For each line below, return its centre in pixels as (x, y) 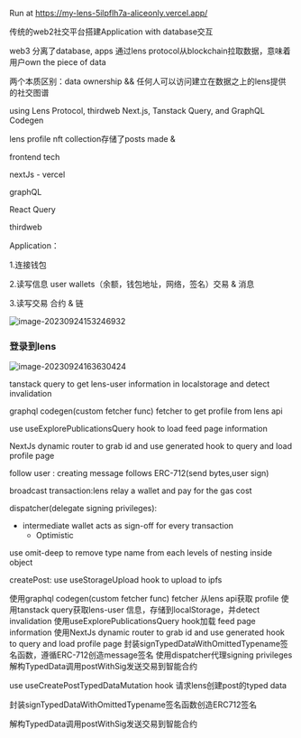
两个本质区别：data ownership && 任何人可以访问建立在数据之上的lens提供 (148, 81)
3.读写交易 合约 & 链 (46, 303)
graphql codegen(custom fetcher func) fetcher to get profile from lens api (146, 411)
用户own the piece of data (58, 62)
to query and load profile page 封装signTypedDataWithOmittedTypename (145, 644)
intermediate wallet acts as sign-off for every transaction (128, 526)
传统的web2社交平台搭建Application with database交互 (111, 32)
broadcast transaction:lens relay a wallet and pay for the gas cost (131, 490)
